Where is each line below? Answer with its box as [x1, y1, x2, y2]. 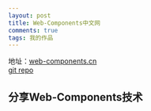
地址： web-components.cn [8, 56, 97, 66]
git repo [8, 65, 34, 75]
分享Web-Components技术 [8, 90, 143, 104]
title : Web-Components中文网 [8, 19, 101, 27]
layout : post [8, 11, 51, 20]
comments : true [8, 26, 59, 34]
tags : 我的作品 [8, 33, 54, 42]
